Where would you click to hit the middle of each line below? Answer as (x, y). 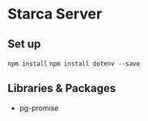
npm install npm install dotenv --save (74, 64)
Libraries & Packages (62, 88)
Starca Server (55, 14)
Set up (24, 44)
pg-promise (39, 108)
